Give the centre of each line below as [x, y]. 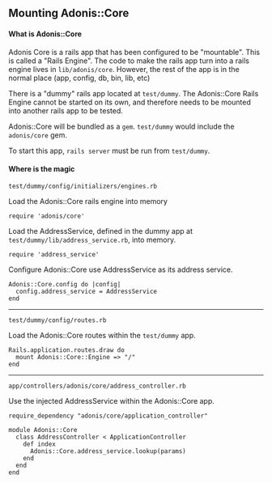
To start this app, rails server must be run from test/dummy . [109, 150]
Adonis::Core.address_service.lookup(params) [108, 451]
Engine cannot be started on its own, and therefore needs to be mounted [130, 102]
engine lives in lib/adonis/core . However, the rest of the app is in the [124, 69]
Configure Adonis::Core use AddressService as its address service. [121, 269]
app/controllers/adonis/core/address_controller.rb [97, 386]
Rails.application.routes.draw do [67, 350]
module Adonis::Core [43, 430]
